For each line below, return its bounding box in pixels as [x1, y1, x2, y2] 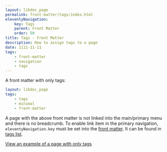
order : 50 [14, 31, 35, 36]
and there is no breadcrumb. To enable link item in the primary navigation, [5, 120, 158, 126]
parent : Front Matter [14, 26, 59, 31]
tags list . [5, 131, 23, 137]
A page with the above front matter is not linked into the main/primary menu [5, 115, 162, 121]
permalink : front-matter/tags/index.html [5, 12, 94, 17]
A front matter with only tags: [5, 78, 66, 84]
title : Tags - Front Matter [5, 36, 64, 41]
